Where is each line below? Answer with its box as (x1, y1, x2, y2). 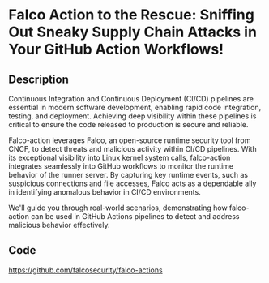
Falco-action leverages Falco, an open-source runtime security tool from (8, 135, 251, 145)
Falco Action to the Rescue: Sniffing (8, 6, 255, 24)
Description (8, 72, 69, 86)
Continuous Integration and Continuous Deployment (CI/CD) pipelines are (8, 94, 254, 103)
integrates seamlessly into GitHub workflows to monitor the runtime (8, 161, 233, 171)
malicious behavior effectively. (8, 221, 111, 229)
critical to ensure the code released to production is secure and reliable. (8, 120, 249, 129)
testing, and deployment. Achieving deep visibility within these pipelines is (8, 111, 257, 121)
